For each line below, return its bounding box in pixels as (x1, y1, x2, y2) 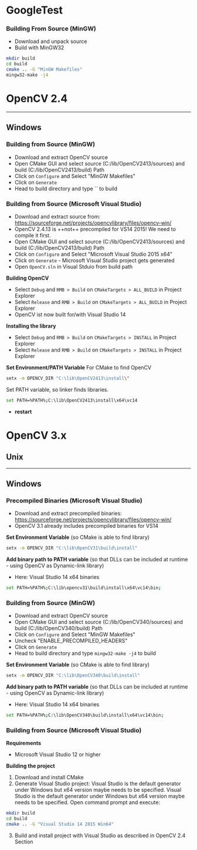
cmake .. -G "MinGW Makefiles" (6, 67, 83, 72)
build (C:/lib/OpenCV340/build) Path (14, 625, 103, 632)
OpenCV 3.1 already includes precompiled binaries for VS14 (14, 522, 158, 530)
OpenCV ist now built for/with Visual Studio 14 (14, 310, 126, 318)
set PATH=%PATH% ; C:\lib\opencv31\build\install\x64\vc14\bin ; (6, 585, 161, 591)
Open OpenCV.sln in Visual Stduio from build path (14, 263, 133, 270)
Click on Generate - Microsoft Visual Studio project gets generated (14, 257, 175, 264)
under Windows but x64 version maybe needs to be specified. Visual (14, 786, 182, 793)
